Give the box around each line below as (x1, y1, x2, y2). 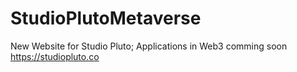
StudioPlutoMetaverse (10, 7, 202, 30)
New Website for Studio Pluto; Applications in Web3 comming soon (10, 40, 288, 52)
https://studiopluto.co (10, 50, 100, 62)
